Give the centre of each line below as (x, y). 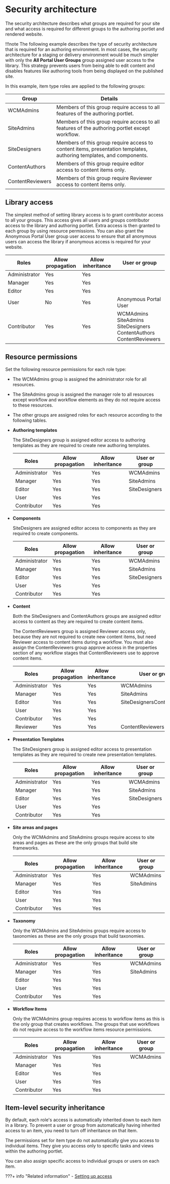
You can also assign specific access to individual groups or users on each (82, 1161)
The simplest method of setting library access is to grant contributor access (84, 214)
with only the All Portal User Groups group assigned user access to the (80, 60)
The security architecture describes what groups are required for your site (83, 23)
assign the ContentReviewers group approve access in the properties (85, 647)
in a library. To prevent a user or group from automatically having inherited (83, 1125)
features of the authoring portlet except (103, 128)
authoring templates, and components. (102, 155)
